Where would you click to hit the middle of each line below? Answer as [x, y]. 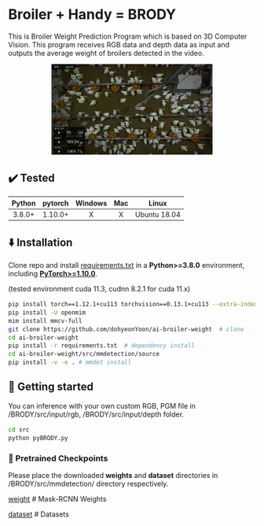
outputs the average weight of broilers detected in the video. [106, 53]
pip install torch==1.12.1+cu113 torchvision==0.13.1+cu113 [109, 305]
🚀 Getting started [51, 387]
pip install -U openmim [47, 313]
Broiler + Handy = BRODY [92, 15]
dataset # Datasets [38, 514]
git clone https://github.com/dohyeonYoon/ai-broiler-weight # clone [126, 329]
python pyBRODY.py [38, 438]
